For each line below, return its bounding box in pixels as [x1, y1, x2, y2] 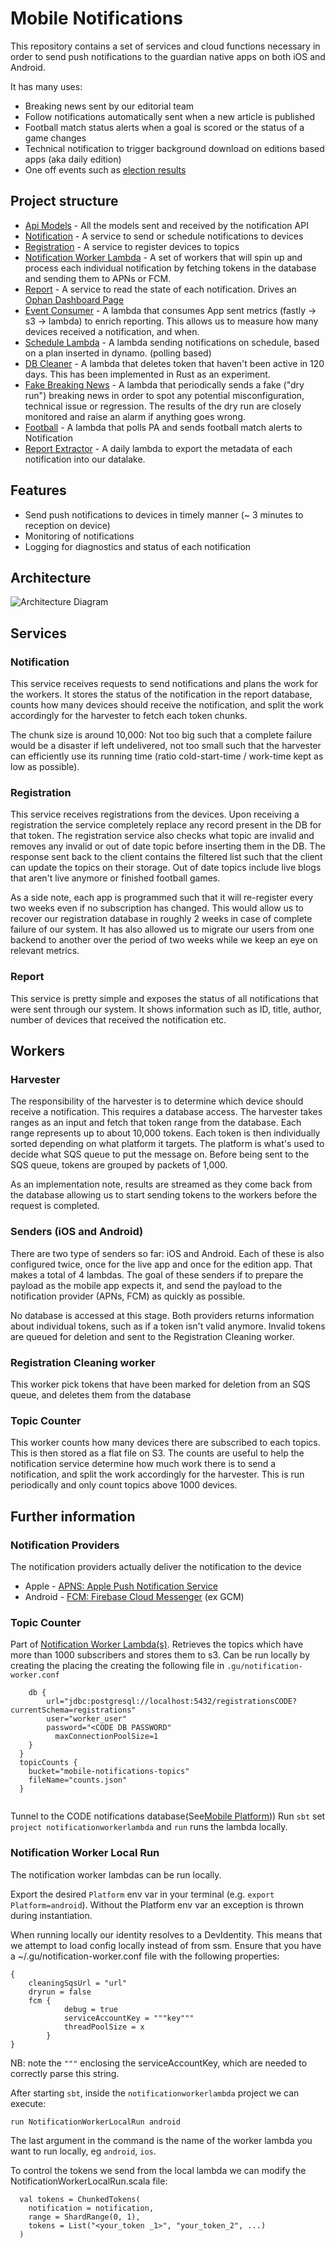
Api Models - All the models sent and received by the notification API [24, 219, 309, 231]
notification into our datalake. [24, 453, 146, 465]
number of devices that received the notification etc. [10, 1013, 227, 1026]
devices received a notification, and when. [24, 325, 200, 337]
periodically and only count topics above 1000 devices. [10, 1479, 238, 1491]
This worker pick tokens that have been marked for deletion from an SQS [10, 1378, 311, 1390]
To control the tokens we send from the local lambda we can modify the [10, 2164, 307, 2176]
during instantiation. [10, 1909, 93, 1921]
